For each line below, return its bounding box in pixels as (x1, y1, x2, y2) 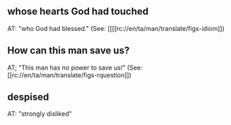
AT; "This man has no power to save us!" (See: (7, 63, 143, 72)
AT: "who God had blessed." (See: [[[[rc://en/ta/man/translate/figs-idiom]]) (7, 24, 225, 32)
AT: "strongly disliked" (7, 110, 72, 118)
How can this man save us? (7, 45, 130, 57)
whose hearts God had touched (7, 6, 149, 18)
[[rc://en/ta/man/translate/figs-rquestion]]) (7, 70, 132, 79)
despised (7, 91, 49, 103)
